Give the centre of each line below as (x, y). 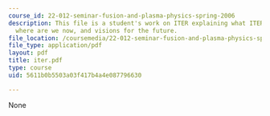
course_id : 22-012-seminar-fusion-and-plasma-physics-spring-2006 (122, 16)
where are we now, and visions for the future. (97, 30)
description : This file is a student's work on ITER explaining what (127, 23)
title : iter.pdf (35, 61)
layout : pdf (28, 53)
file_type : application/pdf (55, 46)
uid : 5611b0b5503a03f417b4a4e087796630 (75, 75)
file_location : (34, 38)
